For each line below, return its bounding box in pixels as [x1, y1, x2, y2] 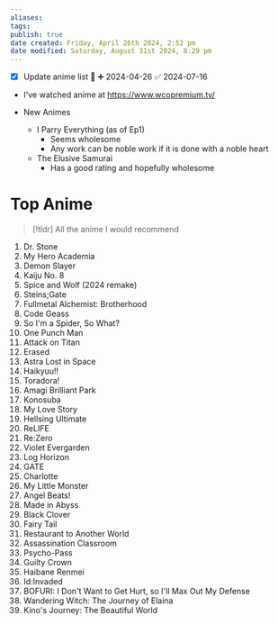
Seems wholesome [49, 134, 121, 145]
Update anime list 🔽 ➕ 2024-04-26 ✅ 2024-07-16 [22, 71, 208, 82]
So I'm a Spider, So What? [22, 318, 121, 329]
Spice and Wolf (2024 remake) [22, 280, 138, 291]
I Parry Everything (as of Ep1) [36, 124, 145, 135]
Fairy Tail [22, 519, 58, 529]
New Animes [22, 107, 71, 118]
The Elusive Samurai [36, 153, 113, 164]
